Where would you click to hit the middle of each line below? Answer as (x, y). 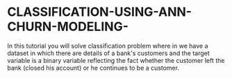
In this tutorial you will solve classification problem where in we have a (108, 46)
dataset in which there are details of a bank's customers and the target (108, 53)
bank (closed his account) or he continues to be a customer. (93, 68)
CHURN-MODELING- (68, 27)
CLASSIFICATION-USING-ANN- (100, 12)
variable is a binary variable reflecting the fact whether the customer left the (116, 60)
